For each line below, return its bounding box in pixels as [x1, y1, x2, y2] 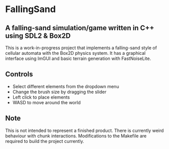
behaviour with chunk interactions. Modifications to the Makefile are [5, 132, 147, 139]
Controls [5, 70, 33, 79]
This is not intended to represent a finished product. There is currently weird [5, 127, 164, 133]
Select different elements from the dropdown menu [12, 83, 120, 89]
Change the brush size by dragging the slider [12, 89, 107, 95]
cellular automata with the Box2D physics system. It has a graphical [5, 50, 146, 56]
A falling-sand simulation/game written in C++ [5, 24, 154, 32]
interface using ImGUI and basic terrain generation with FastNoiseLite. [5, 55, 151, 61]
